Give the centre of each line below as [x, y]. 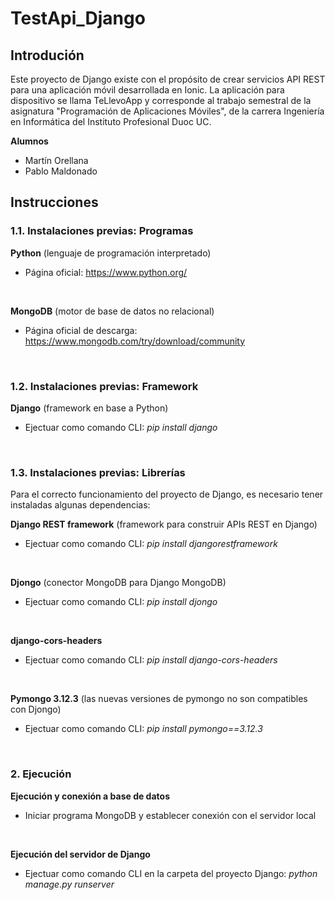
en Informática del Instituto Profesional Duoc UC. [111, 121]
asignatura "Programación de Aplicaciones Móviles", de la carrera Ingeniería [167, 111]
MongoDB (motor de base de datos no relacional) [112, 311]
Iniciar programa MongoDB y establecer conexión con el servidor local [170, 815]
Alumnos [29, 141]
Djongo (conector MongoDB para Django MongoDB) [118, 583]
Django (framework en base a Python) [89, 408]
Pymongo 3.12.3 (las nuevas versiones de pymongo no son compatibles [159, 699]
